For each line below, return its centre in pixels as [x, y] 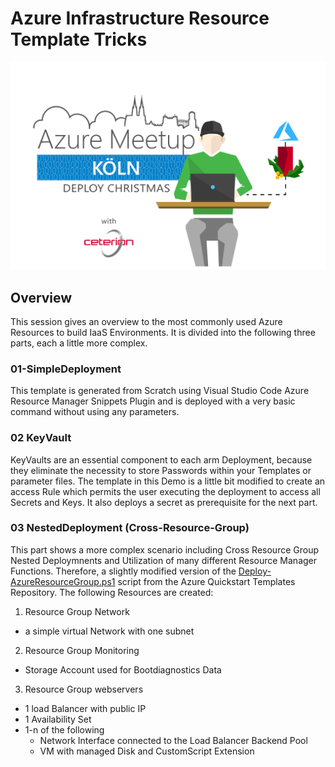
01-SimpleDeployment [66, 369]
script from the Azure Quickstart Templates [206, 581]
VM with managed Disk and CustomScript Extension [147, 751]
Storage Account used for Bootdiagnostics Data [123, 669]
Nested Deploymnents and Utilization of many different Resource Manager [164, 560]
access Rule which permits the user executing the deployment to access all [165, 491]
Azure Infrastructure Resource [140, 18]
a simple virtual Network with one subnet [109, 631]
